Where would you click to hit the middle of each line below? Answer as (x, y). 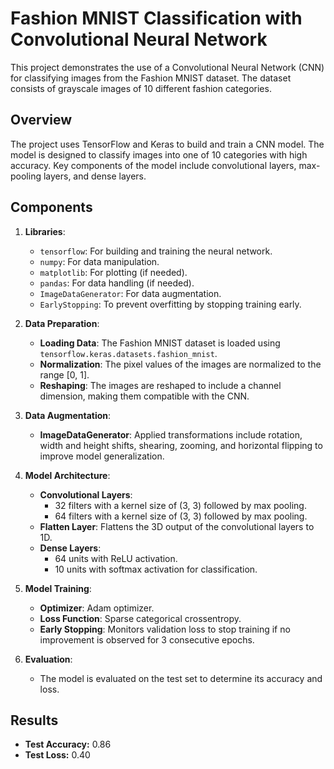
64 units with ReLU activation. (116, 558)
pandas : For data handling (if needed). (117, 283)
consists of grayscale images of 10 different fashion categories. (141, 88)
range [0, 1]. (64, 374)
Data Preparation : (62, 323)
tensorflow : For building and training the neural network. (156, 251)
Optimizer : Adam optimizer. (97, 608)
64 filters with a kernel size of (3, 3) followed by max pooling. (181, 516)
